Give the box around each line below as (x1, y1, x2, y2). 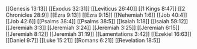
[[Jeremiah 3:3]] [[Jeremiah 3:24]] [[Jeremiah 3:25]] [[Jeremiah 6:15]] (5, 24, 180, 31)
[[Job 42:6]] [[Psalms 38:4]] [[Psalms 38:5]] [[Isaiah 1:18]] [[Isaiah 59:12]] (5, 18, 188, 24)
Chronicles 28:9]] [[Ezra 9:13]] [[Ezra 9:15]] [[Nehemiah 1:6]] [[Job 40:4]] (5, 11, 187, 19)
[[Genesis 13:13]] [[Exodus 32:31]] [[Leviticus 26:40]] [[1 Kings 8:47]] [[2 (5, 5, 186, 12)
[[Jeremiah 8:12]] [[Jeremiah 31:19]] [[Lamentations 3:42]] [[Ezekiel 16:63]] (5, 30, 192, 38)
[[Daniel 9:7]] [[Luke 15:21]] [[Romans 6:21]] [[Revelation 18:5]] (5, 37, 161, 44)
